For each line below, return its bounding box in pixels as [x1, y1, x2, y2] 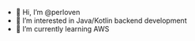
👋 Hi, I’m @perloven [15, 8, 81, 17]
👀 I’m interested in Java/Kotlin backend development [15, 16, 187, 25]
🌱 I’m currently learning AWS [15, 24, 110, 33]
